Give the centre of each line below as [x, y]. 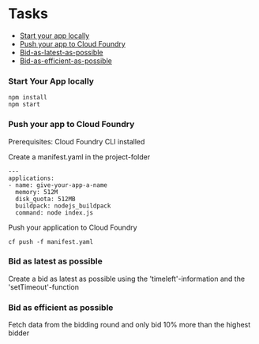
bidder [19, 333]
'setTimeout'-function [43, 287]
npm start [24, 105]
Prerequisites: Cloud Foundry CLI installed [77, 141]
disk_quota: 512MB [46, 199]
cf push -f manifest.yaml [51, 241]
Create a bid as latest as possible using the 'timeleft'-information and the [127, 279]
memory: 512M [37, 192]
